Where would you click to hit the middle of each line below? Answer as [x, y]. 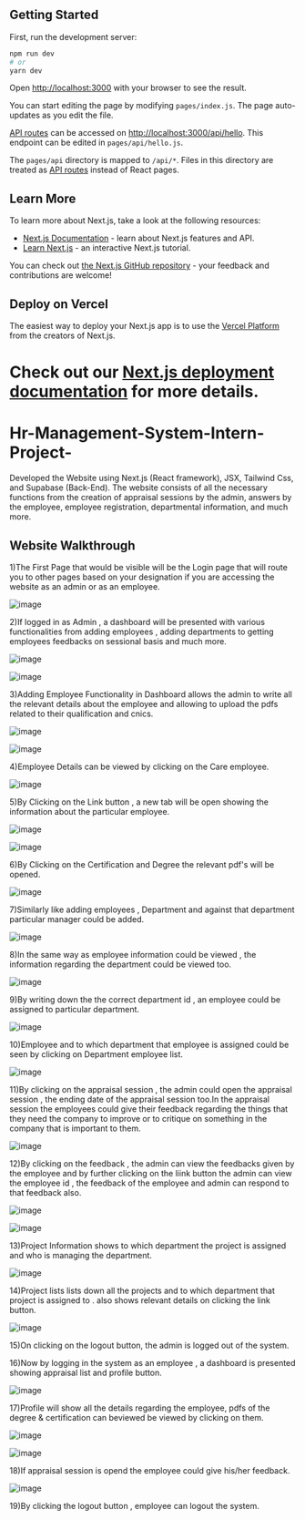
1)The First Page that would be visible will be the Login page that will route [149, 567]
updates [25, 115]
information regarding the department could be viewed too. [121, 964]
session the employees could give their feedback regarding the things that [149, 1109]
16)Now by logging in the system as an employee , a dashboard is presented [152, 1363]
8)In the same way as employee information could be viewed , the [133, 955]
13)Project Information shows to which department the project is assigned [148, 1246]
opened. [25, 874]
